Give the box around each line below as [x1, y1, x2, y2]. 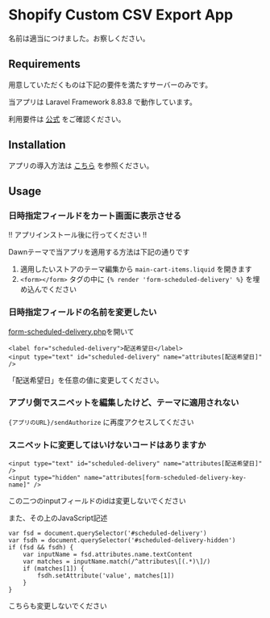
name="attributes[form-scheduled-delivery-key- [84, 474, 247, 482]
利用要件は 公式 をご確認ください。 [8, 114, 126, 124]
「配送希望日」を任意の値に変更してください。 [8, 375, 164, 385]
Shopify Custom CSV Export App [8, 6, 234, 24]
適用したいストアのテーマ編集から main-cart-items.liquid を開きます [19, 264, 252, 274]
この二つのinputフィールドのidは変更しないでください [8, 496, 187, 506]
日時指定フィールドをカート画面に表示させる [8, 210, 182, 221]
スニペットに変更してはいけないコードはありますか [8, 439, 206, 450]
